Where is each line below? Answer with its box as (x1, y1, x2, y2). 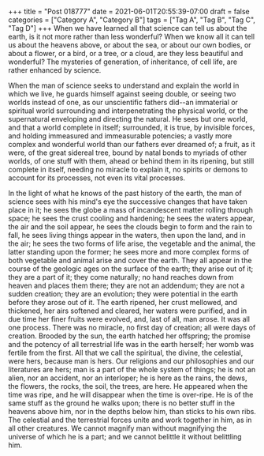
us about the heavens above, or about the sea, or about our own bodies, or (8, 40, 251, 50)
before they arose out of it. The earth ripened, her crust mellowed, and (8, 298, 238, 307)
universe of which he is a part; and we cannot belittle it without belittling (8, 432, 242, 441)
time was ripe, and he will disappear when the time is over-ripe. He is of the (8, 390, 254, 399)
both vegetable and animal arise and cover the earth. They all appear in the (8, 256, 252, 265)
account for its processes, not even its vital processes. (8, 173, 186, 183)
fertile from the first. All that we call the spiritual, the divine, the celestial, (8, 348, 244, 357)
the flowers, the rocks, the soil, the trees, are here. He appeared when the (8, 382, 248, 390)
